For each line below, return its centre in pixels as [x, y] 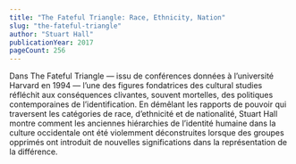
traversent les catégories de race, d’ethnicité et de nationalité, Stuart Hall [144, 114]
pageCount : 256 [38, 51]
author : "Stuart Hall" [51, 34]
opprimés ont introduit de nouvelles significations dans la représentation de [148, 143]
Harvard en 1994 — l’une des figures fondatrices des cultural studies [136, 86]
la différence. [34, 152]
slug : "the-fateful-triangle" [66, 26]
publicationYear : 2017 [51, 42]
